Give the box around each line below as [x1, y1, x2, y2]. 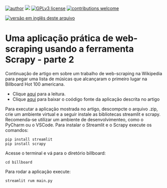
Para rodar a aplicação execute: [5, 168, 71, 174]
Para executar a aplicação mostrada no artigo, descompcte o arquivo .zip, [5, 106, 158, 112]
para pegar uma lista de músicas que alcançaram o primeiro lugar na [5, 76, 147, 82]
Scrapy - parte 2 [5, 54, 74, 65]
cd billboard [5, 159, 33, 165]
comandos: [5, 127, 29, 133]
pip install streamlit [5, 137, 53, 142]
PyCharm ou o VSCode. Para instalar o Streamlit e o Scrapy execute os [5, 122, 152, 128]
